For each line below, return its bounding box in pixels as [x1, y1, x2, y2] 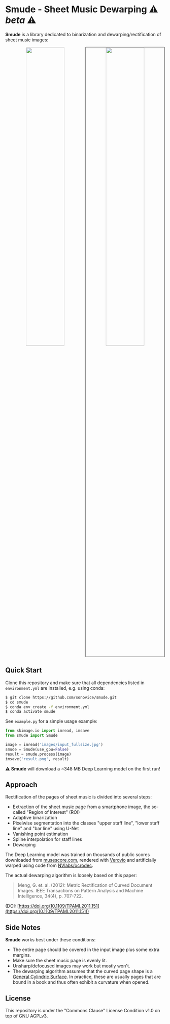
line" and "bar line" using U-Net [12, 826, 79, 832]
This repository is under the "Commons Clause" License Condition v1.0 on [5, 1007, 160, 1013]
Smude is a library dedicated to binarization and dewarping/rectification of [5, 31, 161, 37]
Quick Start [5, 666, 42, 675]
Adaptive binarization [12, 815, 57, 821]
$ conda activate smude [5, 709, 56, 714]
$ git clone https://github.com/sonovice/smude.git [5, 695, 117, 700]
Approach [5, 780, 38, 789]
